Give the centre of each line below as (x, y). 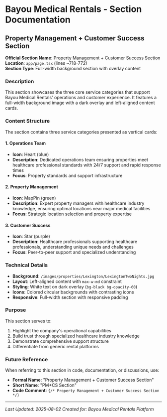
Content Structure (28, 121)
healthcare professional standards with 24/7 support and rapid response (87, 165)
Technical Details (27, 265)
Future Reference (27, 359)
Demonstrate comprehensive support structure (61, 341)
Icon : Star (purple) (31, 236)
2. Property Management (32, 187)
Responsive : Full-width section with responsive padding (70, 297)
